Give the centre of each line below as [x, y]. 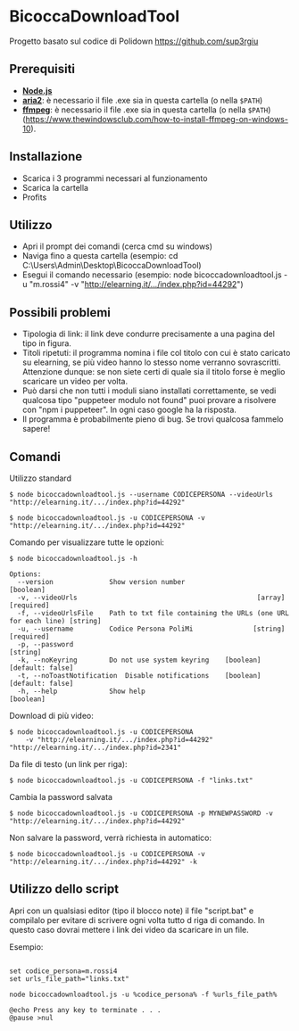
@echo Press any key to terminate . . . [86, 1010]
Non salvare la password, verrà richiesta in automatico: [111, 837]
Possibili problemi [60, 313]
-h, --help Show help [81, 691]
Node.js [37, 90]
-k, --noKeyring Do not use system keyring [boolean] [139, 660]
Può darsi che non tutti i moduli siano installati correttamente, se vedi [149, 391]
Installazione [46, 157]
